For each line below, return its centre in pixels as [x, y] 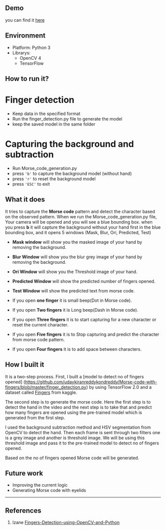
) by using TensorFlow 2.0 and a [119, 387]
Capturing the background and [70, 144]
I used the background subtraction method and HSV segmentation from [78, 427]
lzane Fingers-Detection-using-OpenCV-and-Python [66, 523]
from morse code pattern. [39, 339]
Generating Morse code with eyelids [49, 490]
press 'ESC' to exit [31, 184]
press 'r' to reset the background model [54, 179]
